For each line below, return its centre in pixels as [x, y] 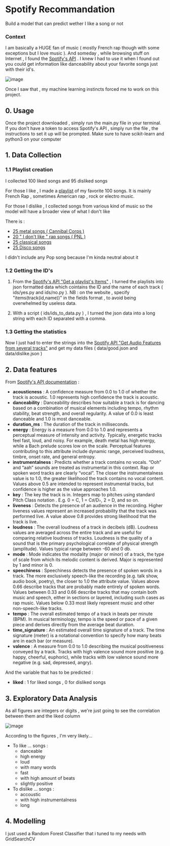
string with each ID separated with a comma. [59, 319]
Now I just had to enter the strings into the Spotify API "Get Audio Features [83, 343]
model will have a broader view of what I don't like [58, 211]
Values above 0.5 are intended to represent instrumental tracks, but [83, 484]
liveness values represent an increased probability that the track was [84, 511]
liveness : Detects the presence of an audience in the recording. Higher [88, 506]
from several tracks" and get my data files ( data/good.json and [72, 348]
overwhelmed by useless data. [45, 303]
